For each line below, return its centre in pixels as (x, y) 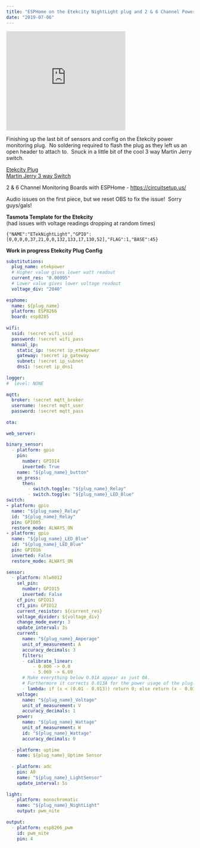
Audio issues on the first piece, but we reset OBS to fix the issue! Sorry (94, 199)
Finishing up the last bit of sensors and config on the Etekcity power (90, 139)
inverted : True (41, 466)
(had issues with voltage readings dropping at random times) (81, 223)
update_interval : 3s (42, 628)
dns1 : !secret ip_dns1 (45, 367)
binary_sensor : (25, 445)
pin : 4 (25, 839)
